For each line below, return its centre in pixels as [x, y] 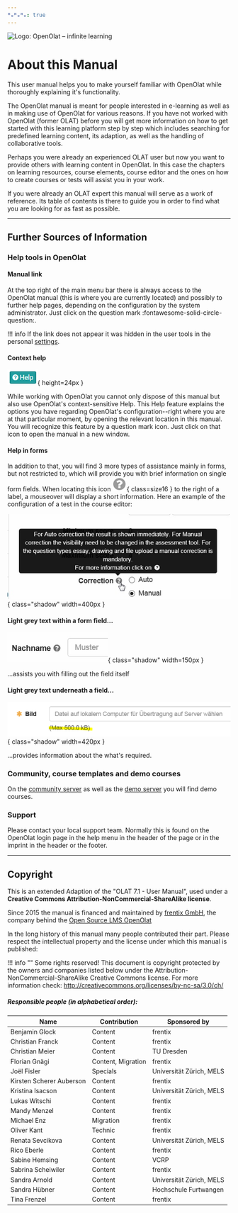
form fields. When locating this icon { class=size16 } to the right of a [113, 489]
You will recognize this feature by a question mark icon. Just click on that [114, 427]
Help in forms [28, 450]
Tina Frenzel [28, 1200]
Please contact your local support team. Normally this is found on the [108, 830]
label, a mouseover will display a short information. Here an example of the [116, 497]
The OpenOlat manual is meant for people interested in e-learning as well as [119, 106]
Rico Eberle [27, 1150]
